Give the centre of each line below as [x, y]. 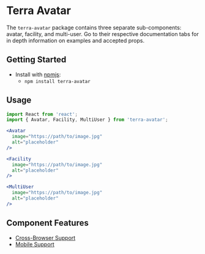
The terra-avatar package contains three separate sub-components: [94, 27]
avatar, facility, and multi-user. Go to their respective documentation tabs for [102, 34]
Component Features [47, 223]
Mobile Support [35, 244]
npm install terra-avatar [57, 81]
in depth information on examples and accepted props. [76, 40]
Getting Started [36, 60]
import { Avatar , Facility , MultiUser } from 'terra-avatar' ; [87, 120]
